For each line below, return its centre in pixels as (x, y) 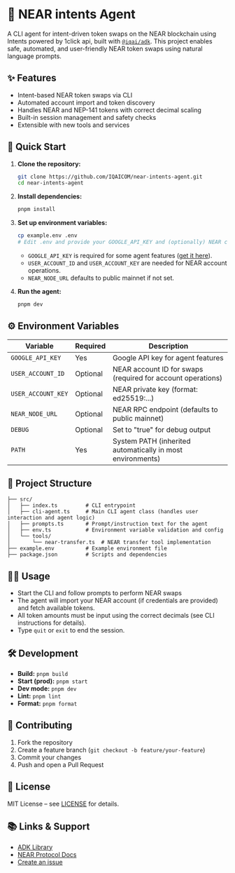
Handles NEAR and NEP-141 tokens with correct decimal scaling (109, 110)
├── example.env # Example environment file (87, 549)
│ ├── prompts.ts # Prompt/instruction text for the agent (108, 524)
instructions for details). (51, 623)
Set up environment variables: (62, 223)
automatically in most (148, 449)
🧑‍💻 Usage (29, 576)
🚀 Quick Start (37, 147)
